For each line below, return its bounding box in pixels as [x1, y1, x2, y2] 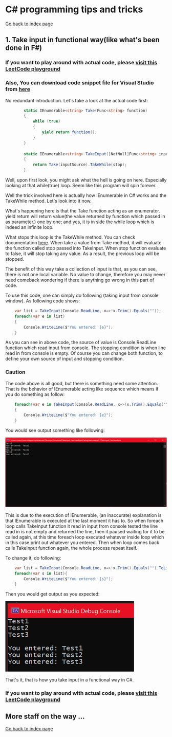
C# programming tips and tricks [5, 4, 143, 15]
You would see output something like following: [5, 427, 105, 434]
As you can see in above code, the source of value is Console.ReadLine [5, 339, 157, 346]
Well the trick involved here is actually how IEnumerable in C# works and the [5, 192, 167, 199]
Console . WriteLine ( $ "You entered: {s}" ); [24, 576, 114, 582]
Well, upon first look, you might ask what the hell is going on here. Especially [5, 177, 167, 183]
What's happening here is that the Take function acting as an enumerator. [5, 208, 160, 214]
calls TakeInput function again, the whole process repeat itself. [5, 545, 138, 551]
